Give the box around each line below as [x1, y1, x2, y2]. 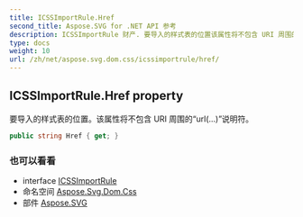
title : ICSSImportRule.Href [9, 13, 115, 23]
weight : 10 [9, 47, 50, 56]
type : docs [9, 38, 50, 48]
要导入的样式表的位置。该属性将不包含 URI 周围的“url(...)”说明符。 [9, 113, 254, 124]
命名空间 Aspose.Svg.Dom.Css [22, 185, 137, 196]
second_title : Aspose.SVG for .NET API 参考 [9, 22, 177, 31]
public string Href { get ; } [9, 131, 119, 140]
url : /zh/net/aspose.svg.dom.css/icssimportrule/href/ [9, 55, 220, 64]
